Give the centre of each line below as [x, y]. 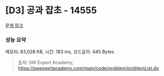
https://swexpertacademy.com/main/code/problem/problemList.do [88, 68]
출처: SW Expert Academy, [46, 63]
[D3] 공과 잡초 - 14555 [51, 10]
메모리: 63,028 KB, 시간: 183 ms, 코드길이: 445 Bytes [60, 52]
